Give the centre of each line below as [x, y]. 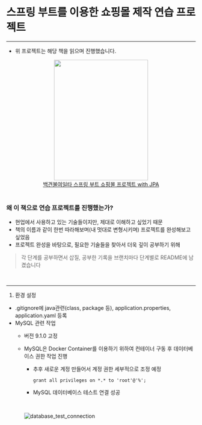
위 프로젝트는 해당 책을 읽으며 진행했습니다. [66, 51]
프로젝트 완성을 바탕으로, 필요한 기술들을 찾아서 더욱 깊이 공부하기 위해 [97, 245]
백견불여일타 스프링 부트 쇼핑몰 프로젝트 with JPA [101, 184]
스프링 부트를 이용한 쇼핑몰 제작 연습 [90, 12]
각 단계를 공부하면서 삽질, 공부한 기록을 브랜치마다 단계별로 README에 [104, 257]
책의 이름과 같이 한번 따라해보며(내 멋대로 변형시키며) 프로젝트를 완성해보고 [103, 230]
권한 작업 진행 [51, 356]
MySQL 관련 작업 [35, 323]
